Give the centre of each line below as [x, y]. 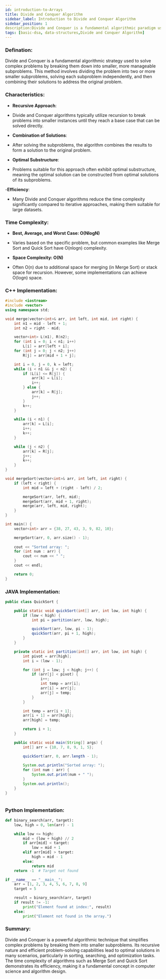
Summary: [18, 929]
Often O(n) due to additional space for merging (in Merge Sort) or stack [85, 267]
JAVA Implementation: [33, 591]
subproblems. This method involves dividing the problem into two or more [80, 71]
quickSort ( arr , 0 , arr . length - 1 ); [61, 756]
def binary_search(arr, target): [40, 820]
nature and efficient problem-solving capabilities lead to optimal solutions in [82, 950]
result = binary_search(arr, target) [53, 898]
